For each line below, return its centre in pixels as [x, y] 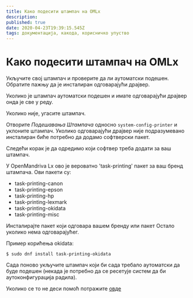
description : [22, 17]
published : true [26, 22]
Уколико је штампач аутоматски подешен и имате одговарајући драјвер [96, 96]
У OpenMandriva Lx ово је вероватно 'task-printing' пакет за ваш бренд [94, 166]
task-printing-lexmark [41, 202]
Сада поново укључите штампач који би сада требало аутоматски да [93, 265]
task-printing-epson [39, 190]
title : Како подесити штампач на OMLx [53, 11]
